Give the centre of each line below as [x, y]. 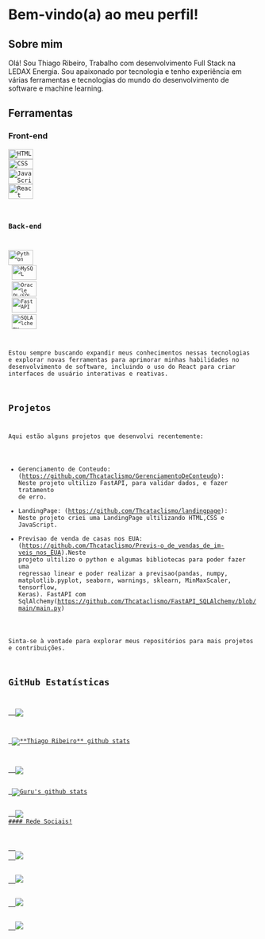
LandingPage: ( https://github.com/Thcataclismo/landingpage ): [123, 511]
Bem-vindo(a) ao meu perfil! [104, 15]
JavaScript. [38, 525]
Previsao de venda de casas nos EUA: [81, 539]
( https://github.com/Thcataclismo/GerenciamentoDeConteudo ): [121, 476]
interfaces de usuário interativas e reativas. [88, 374]
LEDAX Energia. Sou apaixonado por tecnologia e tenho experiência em [125, 72]
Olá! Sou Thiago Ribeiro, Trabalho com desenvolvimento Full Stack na [122, 63]
